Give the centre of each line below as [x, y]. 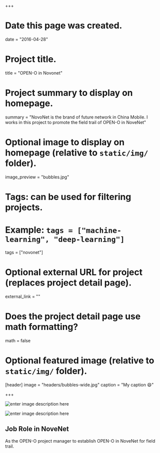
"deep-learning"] [89, 240]
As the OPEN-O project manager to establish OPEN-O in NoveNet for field [80, 441]
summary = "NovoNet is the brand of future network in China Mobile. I [77, 117]
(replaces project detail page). [68, 283]
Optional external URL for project [74, 272]
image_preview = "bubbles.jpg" [37, 177]
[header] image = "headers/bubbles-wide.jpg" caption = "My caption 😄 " [80, 385]
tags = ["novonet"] [24, 252]
